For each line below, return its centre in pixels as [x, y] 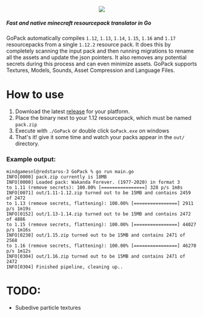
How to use [35, 95]
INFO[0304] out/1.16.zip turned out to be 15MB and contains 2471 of [96, 257]
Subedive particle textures [48, 308]
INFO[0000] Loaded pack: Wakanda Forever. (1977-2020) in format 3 [93, 182]
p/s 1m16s [19, 230]
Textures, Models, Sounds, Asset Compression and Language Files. [91, 70]
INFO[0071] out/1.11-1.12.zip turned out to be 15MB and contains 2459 [98, 193]
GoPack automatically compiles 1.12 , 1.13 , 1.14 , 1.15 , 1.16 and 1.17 [91, 38]
